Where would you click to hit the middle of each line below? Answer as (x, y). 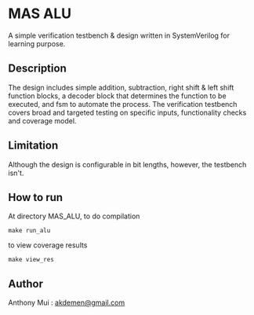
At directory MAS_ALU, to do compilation (74, 216)
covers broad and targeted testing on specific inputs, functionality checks (127, 112)
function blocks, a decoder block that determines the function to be (117, 96)
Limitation (33, 146)
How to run (36, 197)
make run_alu (29, 231)
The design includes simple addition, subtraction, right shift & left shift (121, 87)
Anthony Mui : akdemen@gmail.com (67, 302)
